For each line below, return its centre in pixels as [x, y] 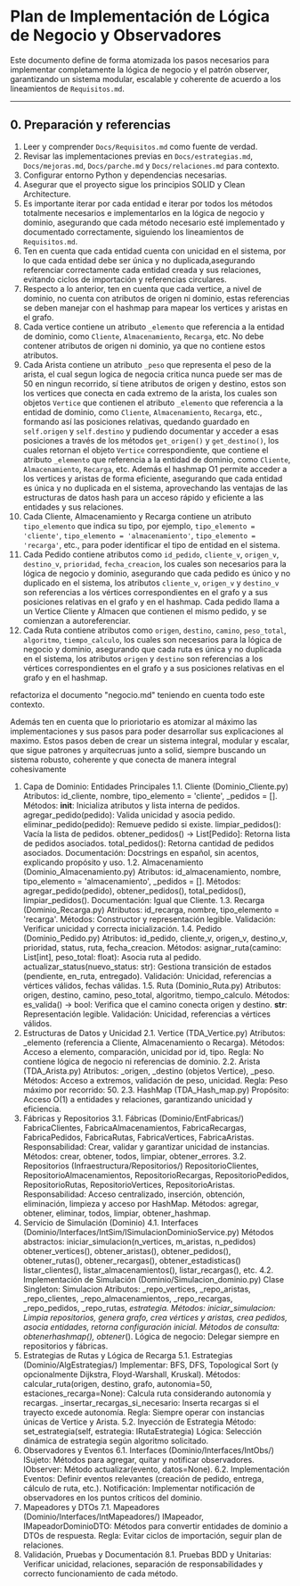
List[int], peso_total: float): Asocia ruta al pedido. [112, 957]
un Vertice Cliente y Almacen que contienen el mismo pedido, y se [145, 611]
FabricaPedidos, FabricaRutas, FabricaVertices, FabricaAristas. [138, 1137]
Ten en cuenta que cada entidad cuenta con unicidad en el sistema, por [154, 251]
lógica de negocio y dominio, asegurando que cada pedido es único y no [157, 573]
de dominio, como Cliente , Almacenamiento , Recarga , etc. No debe [143, 336]
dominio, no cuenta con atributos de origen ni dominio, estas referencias [156, 298]
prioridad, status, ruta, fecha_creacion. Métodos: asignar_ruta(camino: [152, 947]
